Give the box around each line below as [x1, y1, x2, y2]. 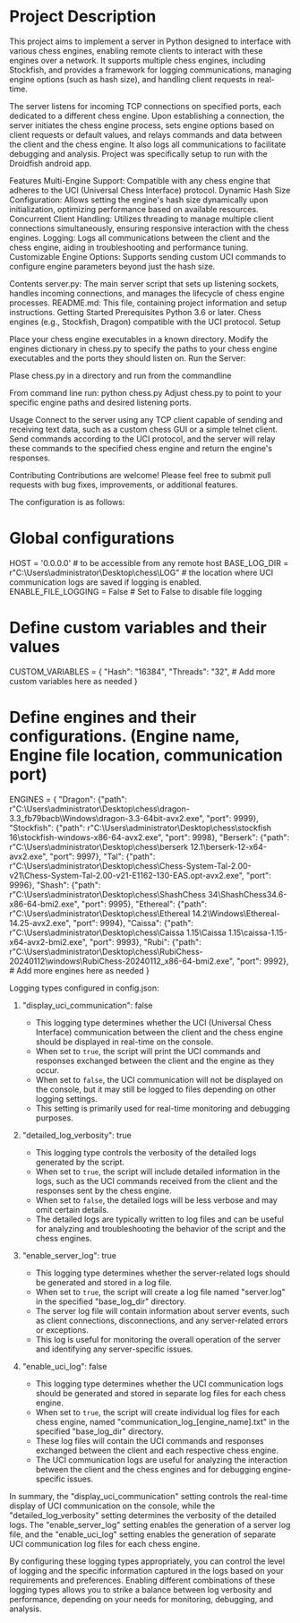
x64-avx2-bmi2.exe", [9, 936, 88, 947]
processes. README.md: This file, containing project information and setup [9, 297, 287, 308]
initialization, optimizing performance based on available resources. [9, 203, 259, 214]
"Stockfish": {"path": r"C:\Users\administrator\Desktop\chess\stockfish [9, 822, 271, 833]
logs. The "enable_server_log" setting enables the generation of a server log [9, 1519, 291, 1530]
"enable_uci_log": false [21, 1361, 107, 1371]
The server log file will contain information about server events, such [35, 1305, 290, 1316]
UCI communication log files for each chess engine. [9, 1538, 201, 1549]
